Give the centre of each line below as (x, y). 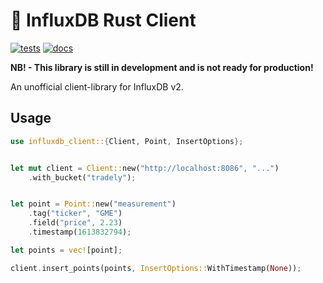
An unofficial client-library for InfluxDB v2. (97, 86)
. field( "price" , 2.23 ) (75, 223)
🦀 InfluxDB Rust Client (103, 20)
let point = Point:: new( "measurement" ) (93, 204)
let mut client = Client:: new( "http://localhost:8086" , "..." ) (145, 168)
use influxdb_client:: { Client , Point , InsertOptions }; (127, 141)
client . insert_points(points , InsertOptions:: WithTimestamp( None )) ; (156, 268)
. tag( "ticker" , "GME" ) (75, 214)
